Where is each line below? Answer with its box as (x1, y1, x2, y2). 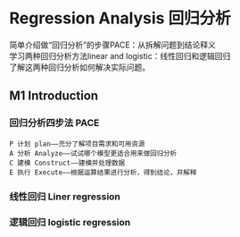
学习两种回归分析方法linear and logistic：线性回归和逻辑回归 (9, 50, 231, 61)
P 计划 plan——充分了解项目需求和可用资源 (9, 140, 145, 148)
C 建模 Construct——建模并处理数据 (9, 158, 126, 167)
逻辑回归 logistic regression (9, 216, 131, 229)
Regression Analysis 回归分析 (9, 8, 231, 29)
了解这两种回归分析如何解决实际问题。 (9, 62, 150, 72)
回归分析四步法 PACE (9, 117, 100, 130)
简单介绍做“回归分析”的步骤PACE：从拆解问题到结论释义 (9, 39, 217, 50)
